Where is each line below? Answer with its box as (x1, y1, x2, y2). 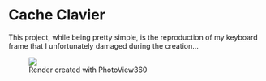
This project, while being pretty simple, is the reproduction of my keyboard (8, 32, 258, 42)
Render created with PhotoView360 (28, 65, 148, 75)
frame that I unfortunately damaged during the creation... (8, 40, 199, 50)
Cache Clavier (8, 6, 105, 24)
